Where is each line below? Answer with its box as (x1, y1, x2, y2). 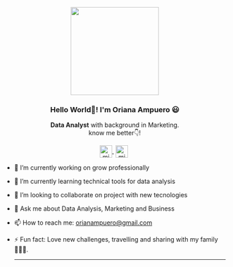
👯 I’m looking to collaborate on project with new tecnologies (13, 191, 188, 199)
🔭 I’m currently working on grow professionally (13, 163, 150, 172)
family (200, 235, 218, 244)
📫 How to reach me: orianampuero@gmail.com (13, 218, 153, 227)
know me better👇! (88, 129, 141, 137)
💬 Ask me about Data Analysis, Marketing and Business (13, 204, 175, 213)
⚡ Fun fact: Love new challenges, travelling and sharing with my (13, 235, 199, 244)
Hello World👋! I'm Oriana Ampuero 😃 (50, 104, 180, 114)
